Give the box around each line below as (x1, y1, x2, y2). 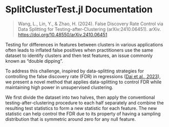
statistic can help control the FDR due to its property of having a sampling (5, 111, 161, 117)
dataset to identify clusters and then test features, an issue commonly (5, 52, 153, 59)
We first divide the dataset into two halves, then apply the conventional (5, 94, 155, 100)
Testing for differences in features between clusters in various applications (5, 41, 163, 47)
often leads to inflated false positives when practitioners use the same (5, 47, 154, 53)
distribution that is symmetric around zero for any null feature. (5, 116, 136, 122)
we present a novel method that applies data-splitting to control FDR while (5, 79, 162, 85)
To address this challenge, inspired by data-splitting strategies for (5, 68, 144, 74)
